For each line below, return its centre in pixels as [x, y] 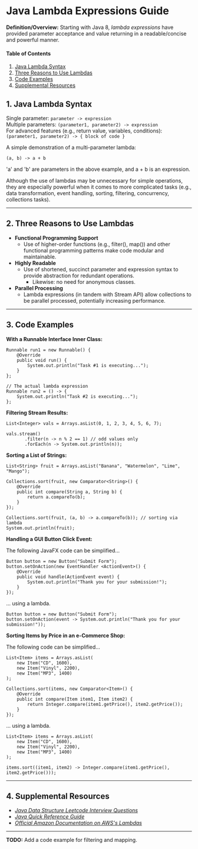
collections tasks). [28, 199]
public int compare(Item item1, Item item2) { [75, 699]
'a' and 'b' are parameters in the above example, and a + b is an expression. [98, 169]
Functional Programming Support [56, 238]
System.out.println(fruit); [41, 528]
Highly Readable [35, 263]
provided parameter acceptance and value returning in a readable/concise [96, 33]
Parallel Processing [39, 288]
